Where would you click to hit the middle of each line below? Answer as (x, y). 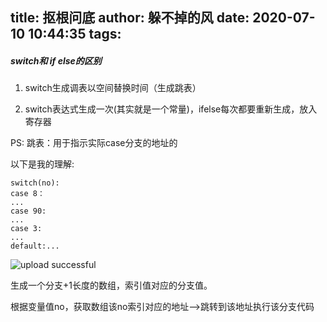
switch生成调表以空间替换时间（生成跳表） (113, 88)
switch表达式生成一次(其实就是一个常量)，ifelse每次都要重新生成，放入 (171, 109)
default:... (35, 246)
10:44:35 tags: (75, 34)
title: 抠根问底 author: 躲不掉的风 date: (130, 18)
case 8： (27, 194)
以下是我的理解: (42, 164)
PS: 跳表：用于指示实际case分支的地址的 (94, 143)
